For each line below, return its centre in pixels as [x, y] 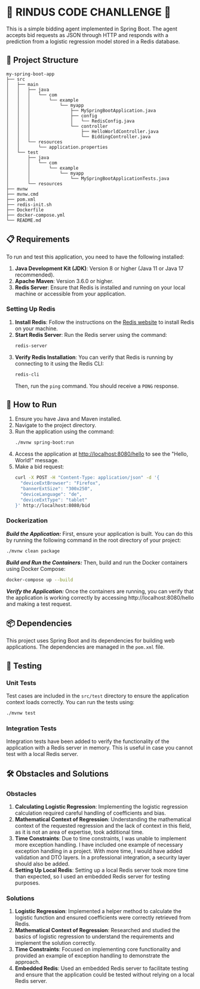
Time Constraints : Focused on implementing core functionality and [98, 950]
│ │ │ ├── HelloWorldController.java [83, 131]
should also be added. [42, 864]
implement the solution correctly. [56, 943]
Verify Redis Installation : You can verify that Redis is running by [94, 357]
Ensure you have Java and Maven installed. [68, 419]
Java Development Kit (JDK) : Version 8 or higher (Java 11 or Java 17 [99, 268]
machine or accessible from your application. [70, 294]
